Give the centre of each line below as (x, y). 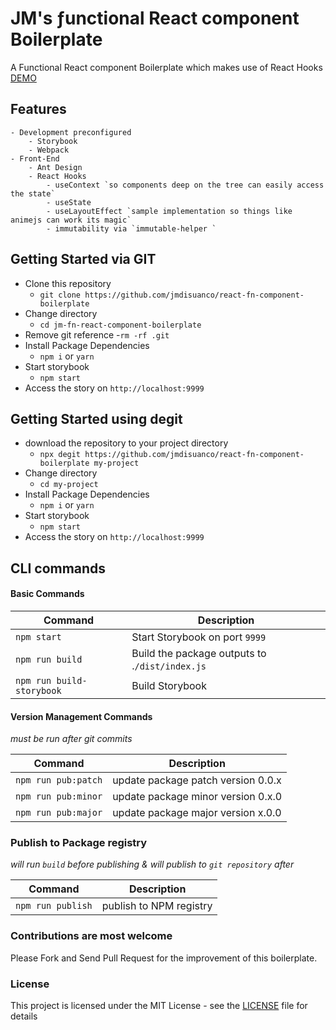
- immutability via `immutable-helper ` (131, 228)
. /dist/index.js (169, 665)
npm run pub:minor (59, 796)
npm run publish (54, 906)
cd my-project (69, 485)
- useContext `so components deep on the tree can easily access (185, 185)
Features (38, 109)
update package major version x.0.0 (197, 813)
